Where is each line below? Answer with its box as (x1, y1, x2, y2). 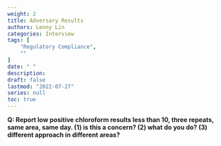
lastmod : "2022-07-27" (7, 83, 74, 90)
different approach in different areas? (7, 130, 120, 139)
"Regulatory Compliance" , (20, 43, 97, 50)
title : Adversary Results (7, 17, 84, 24)
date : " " (7, 63, 37, 70)
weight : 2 (7, 10, 37, 18)
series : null (7, 89, 46, 96)
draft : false (7, 76, 46, 84)
